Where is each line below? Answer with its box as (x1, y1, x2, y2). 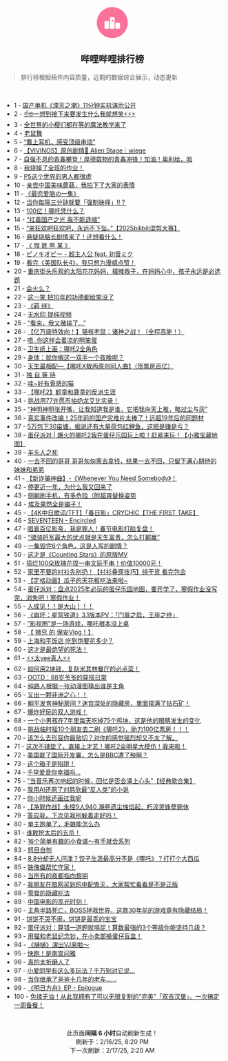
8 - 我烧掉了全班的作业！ (13, 163, 85, 172)
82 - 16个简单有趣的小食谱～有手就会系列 (13, 837, 131, 845)
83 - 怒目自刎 (13, 845, 52, 854)
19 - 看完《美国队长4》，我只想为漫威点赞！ (13, 258, 136, 266)
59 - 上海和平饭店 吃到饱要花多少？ (13, 636, 114, 644)
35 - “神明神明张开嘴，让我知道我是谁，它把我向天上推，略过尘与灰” (13, 405, 208, 413)
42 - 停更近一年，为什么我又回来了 (13, 482, 112, 490)
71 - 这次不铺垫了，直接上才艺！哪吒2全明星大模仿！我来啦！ (13, 742, 187, 751)
